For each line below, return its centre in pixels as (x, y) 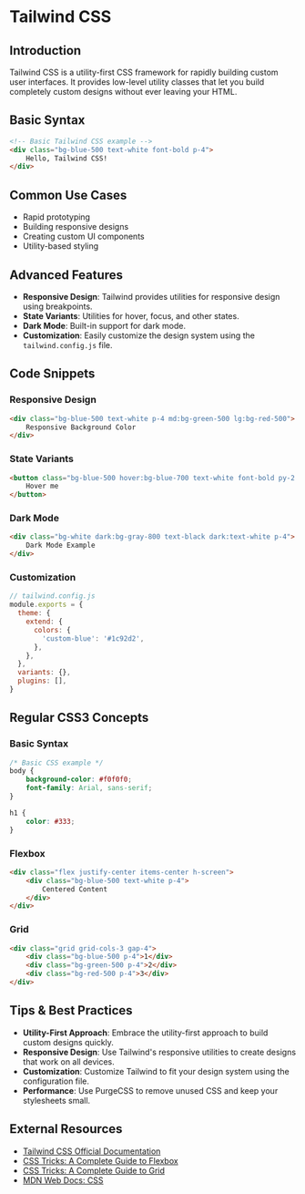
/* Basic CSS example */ (56, 763)
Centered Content (75, 889)
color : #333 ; (51, 821)
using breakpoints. (57, 306)
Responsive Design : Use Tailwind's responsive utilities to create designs (159, 1052)
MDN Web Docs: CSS (63, 1180)
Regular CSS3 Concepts (79, 718)
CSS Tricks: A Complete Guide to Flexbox (101, 1160)
